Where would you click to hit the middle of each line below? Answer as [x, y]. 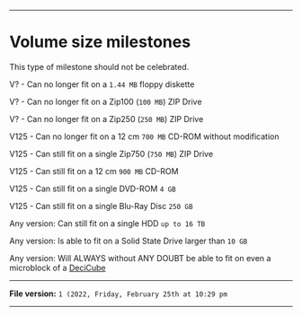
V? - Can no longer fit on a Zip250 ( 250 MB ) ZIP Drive [107, 118]
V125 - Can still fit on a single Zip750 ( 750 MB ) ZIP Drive [111, 154]
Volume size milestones [100, 42]
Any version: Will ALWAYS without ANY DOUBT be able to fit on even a [140, 258]
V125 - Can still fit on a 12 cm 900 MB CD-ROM [94, 171]
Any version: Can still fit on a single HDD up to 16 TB [107, 223]
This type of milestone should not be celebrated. [99, 66]
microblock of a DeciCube [58, 268]
